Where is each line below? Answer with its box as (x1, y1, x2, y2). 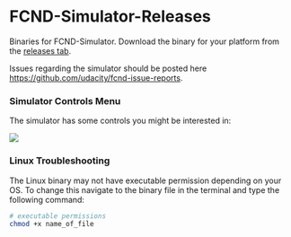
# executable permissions (9, 211, 106, 221)
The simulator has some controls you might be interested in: (9, 115, 232, 127)
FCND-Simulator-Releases (9, 6, 211, 27)
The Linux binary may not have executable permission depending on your (9, 175, 282, 186)
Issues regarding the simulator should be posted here (9, 63, 207, 74)
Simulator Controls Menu (9, 94, 121, 107)
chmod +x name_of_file (9, 220, 94, 229)
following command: (9, 194, 85, 205)
